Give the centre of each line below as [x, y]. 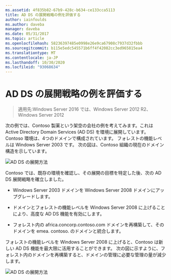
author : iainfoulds [26, 19]
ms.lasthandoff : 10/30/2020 [35, 62]
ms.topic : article [25, 39]
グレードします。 [35, 197]
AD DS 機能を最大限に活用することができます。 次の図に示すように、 [88, 248]
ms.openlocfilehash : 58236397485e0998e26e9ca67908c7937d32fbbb [74, 44]
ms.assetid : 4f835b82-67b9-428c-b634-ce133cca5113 [60, 10]
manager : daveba [22, 29]
